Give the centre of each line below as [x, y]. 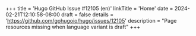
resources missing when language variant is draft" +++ [73, 27]
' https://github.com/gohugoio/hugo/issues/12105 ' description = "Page [91, 21]
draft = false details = [87, 15]
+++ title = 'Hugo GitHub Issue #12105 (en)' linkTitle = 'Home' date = [89, 8]
